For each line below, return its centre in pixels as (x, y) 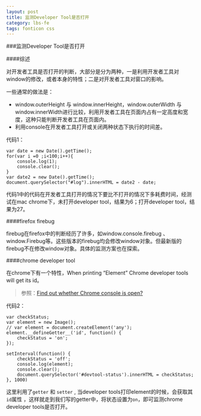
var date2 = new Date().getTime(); (51, 177)
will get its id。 (24, 280)
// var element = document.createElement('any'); (69, 328)
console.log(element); (45, 365)
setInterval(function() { (38, 354)
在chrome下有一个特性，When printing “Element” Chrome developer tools (97, 273)
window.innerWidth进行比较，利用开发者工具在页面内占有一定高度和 (99, 112)
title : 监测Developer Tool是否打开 (48, 17)
